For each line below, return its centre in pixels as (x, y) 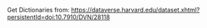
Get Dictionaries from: (39, 10)
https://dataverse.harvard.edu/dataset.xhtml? (136, 10)
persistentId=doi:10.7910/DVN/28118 (59, 17)
